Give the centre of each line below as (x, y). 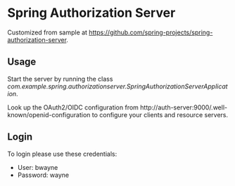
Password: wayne (43, 175)
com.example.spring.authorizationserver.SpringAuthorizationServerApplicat (118, 86)
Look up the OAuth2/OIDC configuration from (73, 107)
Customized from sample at (47, 32)
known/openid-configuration (49, 114)
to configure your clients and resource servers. (160, 114)
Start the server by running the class (60, 79)
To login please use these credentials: (62, 154)
